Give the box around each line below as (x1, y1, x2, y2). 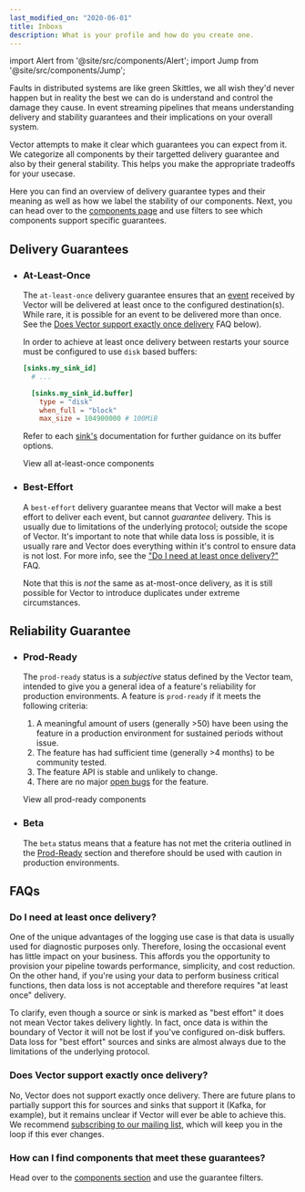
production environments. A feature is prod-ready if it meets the (22, 691, 261, 702)
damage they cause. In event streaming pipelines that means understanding (9, 102, 294, 113)
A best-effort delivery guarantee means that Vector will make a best (22, 501, 282, 512)
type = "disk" (39, 397, 93, 406)
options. (22, 440, 54, 452)
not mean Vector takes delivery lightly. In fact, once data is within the (9, 1017, 269, 1028)
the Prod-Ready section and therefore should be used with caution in (22, 847, 282, 858)
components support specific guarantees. (9, 215, 167, 226)
